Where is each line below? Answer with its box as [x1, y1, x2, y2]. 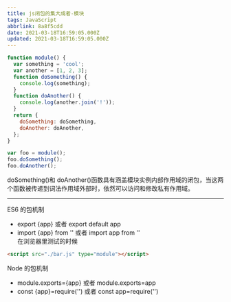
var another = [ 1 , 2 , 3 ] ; [13, 67, 88, 74]
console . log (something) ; [19, 80, 91, 86]
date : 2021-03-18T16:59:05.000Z [7, 29, 100, 36]
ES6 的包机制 [7, 205, 45, 213]
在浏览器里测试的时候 [16, 237, 78, 245]
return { [13, 112, 38, 119]
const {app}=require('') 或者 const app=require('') [16, 287, 159, 295]
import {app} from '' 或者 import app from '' [16, 229, 141, 237]
